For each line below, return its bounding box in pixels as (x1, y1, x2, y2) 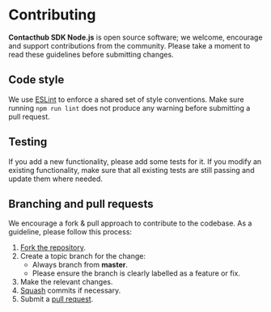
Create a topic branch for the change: (19, 251, 146, 261)
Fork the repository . (19, 242, 87, 252)
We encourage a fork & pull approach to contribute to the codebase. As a (8, 218, 252, 228)
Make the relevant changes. (19, 277, 113, 287)
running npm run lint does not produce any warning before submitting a (8, 103, 251, 112)
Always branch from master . (32, 260, 128, 270)
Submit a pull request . (19, 294, 94, 304)
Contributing (8, 6, 96, 24)
